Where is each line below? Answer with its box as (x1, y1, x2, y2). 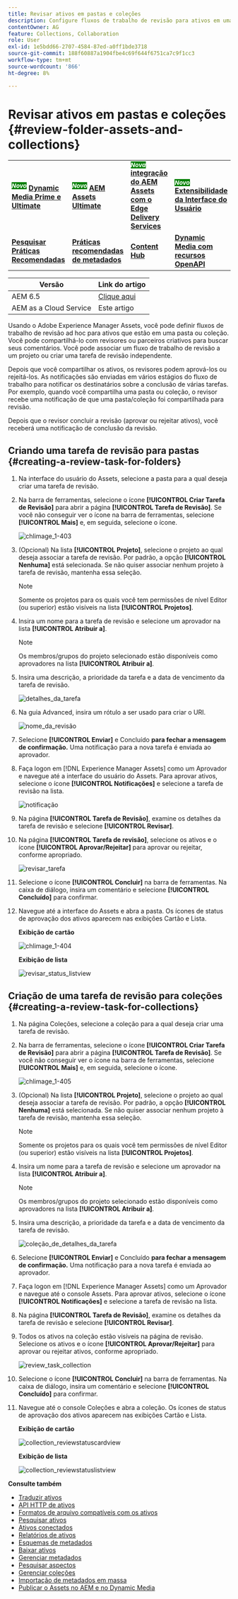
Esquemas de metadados (18, 1538, 93, 1547)
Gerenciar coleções (18, 1569, 76, 1577)
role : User (8, 37, 40, 44)
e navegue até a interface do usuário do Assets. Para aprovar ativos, (18, 772, 218, 780)
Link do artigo (98, 280, 146, 290)
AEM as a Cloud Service (11, 303, 92, 313)
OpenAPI (174, 259, 206, 269)
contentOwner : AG (8, 23, 59, 30)
